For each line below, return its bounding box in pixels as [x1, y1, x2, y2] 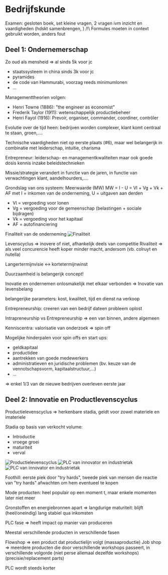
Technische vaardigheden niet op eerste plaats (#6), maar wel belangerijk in [5, 139, 162, 145]
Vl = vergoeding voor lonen [12, 200, 69, 206]
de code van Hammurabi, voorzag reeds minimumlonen [12, 79, 128, 85]
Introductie [12, 433, 35, 439]
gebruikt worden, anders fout [5, 31, 66, 37]
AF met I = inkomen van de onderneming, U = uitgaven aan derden [5, 190, 143, 196]
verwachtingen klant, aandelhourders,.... [5, 175, 89, 181]
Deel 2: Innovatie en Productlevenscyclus [5, 396, 138, 404]
